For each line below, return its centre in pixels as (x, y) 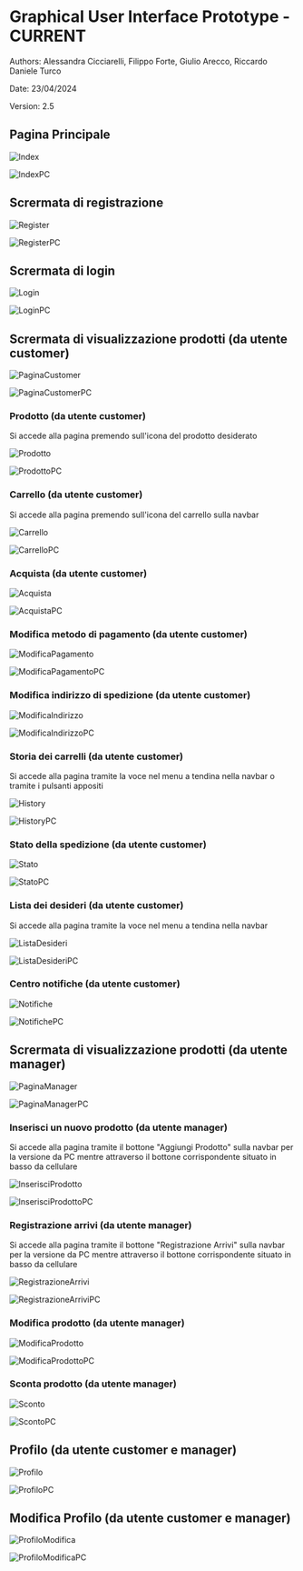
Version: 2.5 (32, 105)
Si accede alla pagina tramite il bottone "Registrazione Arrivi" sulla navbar (147, 1245)
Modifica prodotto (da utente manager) (97, 1323)
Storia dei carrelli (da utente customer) (97, 756)
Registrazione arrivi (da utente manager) (101, 1225)
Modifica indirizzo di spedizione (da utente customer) (130, 695)
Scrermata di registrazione (87, 203)
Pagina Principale (60, 135)
